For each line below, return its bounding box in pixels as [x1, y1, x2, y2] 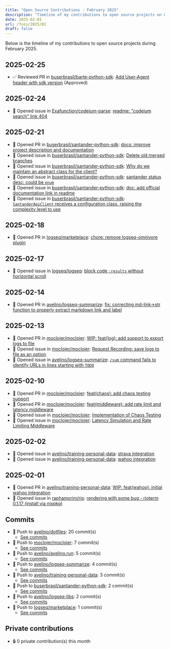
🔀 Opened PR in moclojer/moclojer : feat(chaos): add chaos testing [12, 390, 151, 396]
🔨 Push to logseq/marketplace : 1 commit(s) [12, 604, 102, 610]
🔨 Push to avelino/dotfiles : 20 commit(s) [12, 529, 96, 535]
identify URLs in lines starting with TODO [12, 362, 95, 368]
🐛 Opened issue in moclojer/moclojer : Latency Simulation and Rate [12, 417, 152, 423]
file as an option [12, 351, 47, 357]
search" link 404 [12, 113, 48, 119]
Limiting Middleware [12, 423, 55, 429]
